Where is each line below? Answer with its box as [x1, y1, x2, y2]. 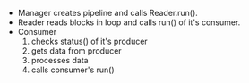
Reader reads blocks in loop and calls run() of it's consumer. [17, 17, 241, 28]
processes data [30, 55, 89, 65]
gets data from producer [30, 46, 123, 56]
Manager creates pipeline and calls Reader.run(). [17, 8, 199, 18]
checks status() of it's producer [30, 36, 148, 46]
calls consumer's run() [30, 64, 115, 75]
